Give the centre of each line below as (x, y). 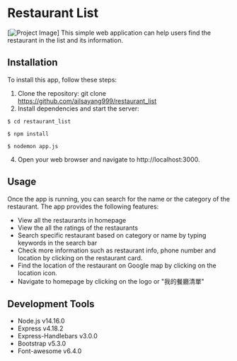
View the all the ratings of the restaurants (78, 228)
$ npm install (28, 134)
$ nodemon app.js (33, 146)
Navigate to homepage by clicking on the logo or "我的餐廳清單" (111, 281)
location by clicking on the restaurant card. (80, 257)
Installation (33, 63)
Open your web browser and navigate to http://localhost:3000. (109, 159)
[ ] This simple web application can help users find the (109, 33)
